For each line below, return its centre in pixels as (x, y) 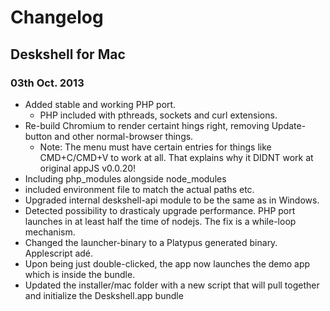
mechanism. (50, 232)
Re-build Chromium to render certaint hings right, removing (147, 125)
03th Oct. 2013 (47, 83)
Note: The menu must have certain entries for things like (155, 147)
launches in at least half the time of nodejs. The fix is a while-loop (160, 221)
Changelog (57, 17)
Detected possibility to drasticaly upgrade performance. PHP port (160, 210)
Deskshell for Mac (68, 54)
